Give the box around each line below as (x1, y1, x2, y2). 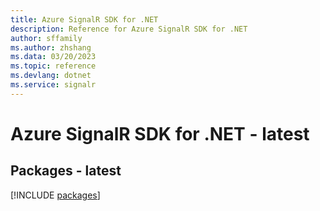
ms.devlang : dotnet (10, 71, 92, 81)
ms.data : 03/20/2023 (10, 52, 97, 62)
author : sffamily (10, 33, 83, 43)
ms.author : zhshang (10, 42, 92, 53)
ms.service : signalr (10, 80, 97, 90)
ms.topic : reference (10, 61, 97, 71)
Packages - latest (10, 162, 122, 180)
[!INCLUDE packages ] (10, 189, 101, 201)
